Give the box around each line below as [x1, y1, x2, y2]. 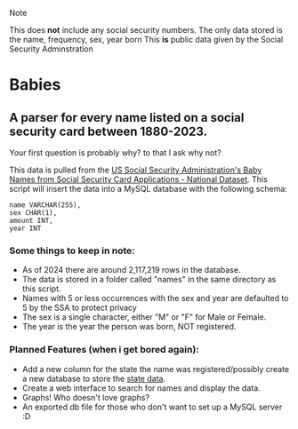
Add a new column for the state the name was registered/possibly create [21, 363, 290, 374]
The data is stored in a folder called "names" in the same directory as [21, 274, 277, 285]
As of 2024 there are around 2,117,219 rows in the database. [21, 265, 241, 275]
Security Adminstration [9, 44, 93, 54]
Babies [9, 75, 61, 95]
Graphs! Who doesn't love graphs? [21, 392, 149, 402]
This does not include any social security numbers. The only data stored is [9, 25, 283, 35]
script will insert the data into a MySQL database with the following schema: [9, 184, 287, 194]
